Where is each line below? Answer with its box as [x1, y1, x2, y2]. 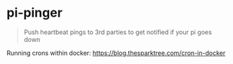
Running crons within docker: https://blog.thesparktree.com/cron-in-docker [6, 49, 226, 57]
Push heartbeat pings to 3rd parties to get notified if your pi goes [23, 28, 212, 36]
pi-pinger [6, 5, 62, 21]
